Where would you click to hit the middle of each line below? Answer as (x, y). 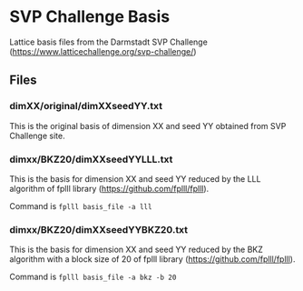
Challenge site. (37, 135)
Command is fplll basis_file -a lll (81, 206)
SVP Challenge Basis (90, 17)
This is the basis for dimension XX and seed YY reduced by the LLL (135, 178)
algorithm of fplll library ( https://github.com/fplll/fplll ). (109, 188)
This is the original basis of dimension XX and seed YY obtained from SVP (148, 125)
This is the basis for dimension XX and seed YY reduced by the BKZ (136, 250)
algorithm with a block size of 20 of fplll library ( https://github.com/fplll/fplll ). (152, 259)
